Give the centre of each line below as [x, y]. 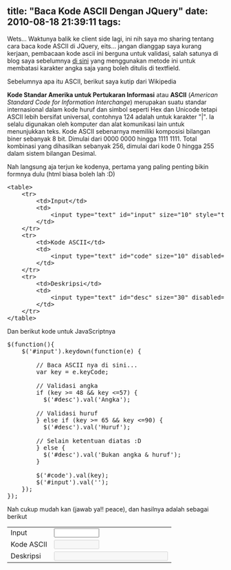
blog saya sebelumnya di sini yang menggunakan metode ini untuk [101, 61]
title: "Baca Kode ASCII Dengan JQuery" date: [108, 11]
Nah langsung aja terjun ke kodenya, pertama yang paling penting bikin [108, 166]
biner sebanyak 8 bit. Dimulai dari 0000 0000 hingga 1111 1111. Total [102, 139]
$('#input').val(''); [73, 482]
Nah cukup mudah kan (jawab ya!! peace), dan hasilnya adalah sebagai [108, 509]
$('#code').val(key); [73, 475]
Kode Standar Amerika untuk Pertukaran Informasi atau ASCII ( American [112, 94]
